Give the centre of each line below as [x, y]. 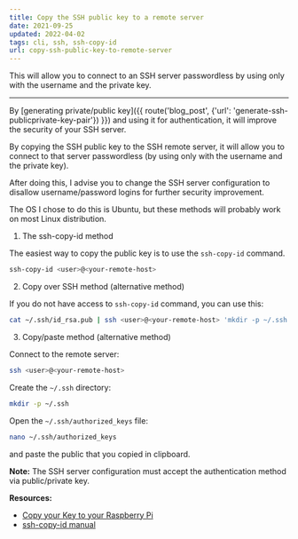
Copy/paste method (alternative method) [96, 337]
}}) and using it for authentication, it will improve [189, 120]
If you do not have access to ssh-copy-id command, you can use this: [137, 304]
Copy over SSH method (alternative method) [103, 286]
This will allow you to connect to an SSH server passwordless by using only [147, 75]
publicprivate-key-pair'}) [54, 120]
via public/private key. [50, 480]
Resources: [31, 497]
